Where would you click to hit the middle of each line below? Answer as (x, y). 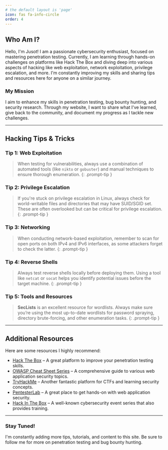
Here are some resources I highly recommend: (53, 351)
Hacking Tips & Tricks (40, 138)
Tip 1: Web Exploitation (33, 153)
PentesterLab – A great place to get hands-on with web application (81, 392)
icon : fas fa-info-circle (32, 15)
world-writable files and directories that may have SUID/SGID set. (85, 204)
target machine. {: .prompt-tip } (49, 283)
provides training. (30, 408)
